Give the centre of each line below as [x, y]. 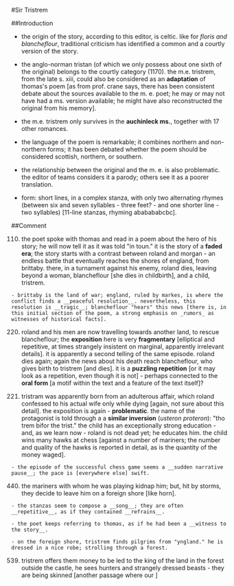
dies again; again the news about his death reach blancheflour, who [117, 361]
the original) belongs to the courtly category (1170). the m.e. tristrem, [118, 72]
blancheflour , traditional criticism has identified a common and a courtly [123, 44]
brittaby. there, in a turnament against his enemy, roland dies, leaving [119, 268]
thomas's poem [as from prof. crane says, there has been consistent [118, 86]
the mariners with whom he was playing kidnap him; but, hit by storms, [121, 486]
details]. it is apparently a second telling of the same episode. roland [118, 354]
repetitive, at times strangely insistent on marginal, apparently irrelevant [122, 347]
